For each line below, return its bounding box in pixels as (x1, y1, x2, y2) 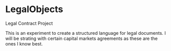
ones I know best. (5, 40, 43, 46)
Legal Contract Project (5, 20, 53, 26)
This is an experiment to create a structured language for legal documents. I (5, 30, 166, 36)
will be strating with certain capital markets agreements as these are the (5, 35, 158, 41)
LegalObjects (5, 4, 63, 15)
